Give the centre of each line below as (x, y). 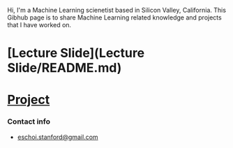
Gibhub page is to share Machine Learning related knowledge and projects (114, 17)
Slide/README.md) (65, 68)
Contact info (29, 121)
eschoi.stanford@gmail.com (58, 137)
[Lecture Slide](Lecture (76, 53)
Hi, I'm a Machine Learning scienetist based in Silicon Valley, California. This (117, 10)
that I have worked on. (39, 25)
